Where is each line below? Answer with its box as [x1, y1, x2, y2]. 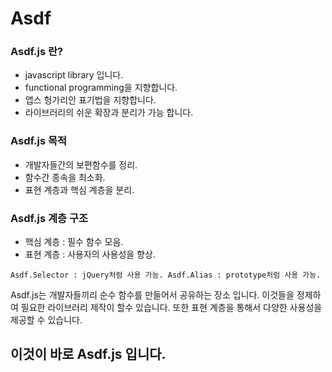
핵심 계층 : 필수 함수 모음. [24, 236, 124, 248]
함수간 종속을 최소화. [24, 171, 106, 183]
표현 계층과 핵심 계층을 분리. [24, 183, 135, 196]
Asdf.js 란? [10, 45, 64, 59]
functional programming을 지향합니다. [24, 82, 178, 94]
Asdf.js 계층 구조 [10, 211, 89, 225]
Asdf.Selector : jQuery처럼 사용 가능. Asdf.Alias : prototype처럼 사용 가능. [10, 270, 322, 281]
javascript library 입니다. [24, 69, 124, 81]
